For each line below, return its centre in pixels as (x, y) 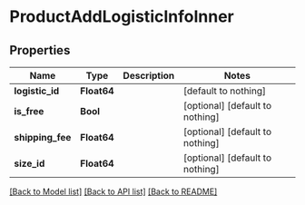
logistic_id (37, 91)
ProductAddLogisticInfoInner (122, 17)
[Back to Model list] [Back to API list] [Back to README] (113, 191)
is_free (29, 111)
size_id (30, 163)
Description (149, 76)
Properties (40, 50)
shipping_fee (43, 137)
